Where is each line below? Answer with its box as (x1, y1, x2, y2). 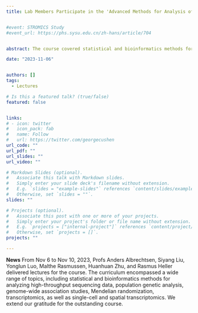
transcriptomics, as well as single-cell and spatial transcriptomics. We (6, 294, 176, 301)
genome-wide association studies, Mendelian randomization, (6, 287, 154, 295)
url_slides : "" (6, 153, 44, 159)
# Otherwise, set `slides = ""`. (6, 192, 94, 197)
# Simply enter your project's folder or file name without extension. (6, 219, 192, 225)
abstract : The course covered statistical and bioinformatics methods (6, 45, 183, 52)
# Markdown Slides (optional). (6, 169, 83, 176)
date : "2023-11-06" (6, 57, 54, 62)
